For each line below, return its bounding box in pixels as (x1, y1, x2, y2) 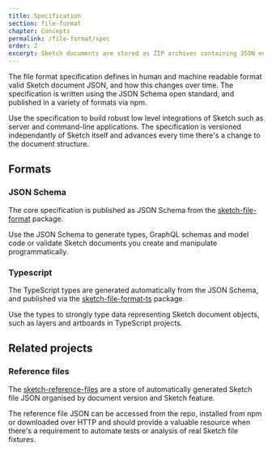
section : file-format (8, 19, 82, 28)
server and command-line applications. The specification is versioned (8, 122, 241, 131)
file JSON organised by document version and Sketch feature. (8, 393, 215, 402)
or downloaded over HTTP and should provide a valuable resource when (8, 417, 251, 427)
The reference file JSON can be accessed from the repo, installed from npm (8, 408, 262, 418)
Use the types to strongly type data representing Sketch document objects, (8, 309, 260, 319)
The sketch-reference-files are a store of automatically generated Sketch (8, 384, 253, 394)
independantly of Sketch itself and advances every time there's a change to (8, 130, 261, 140)
